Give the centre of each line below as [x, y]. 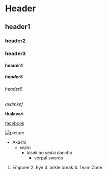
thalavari [14, 114]
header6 [14, 89]
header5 [14, 76]
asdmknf [14, 104]
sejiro [25, 147]
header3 [15, 53]
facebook [15, 123]
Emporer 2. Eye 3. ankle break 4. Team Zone [57, 167]
